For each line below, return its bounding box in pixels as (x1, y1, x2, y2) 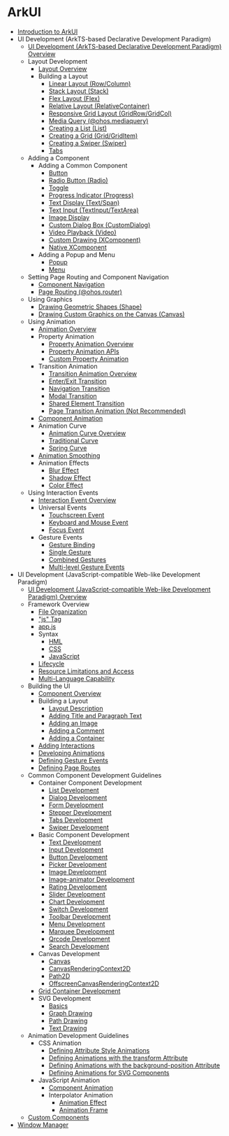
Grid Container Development (38, 986, 121, 995)
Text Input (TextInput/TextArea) (48, 206, 139, 214)
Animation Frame (59, 1105, 108, 1114)
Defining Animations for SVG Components (48, 1068, 170, 1077)
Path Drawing (48, 1016, 88, 1025)
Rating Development (48, 883, 108, 891)
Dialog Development (48, 793, 108, 801)
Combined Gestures (48, 555, 107, 563)
